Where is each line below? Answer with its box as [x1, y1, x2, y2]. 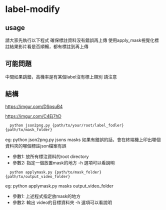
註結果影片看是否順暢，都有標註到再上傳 [5, 43, 88, 49]
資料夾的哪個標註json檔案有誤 [5, 142, 66, 148]
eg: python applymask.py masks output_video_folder [5, 182, 114, 188]
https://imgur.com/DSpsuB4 [5, 103, 63, 109]
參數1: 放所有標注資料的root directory [12, 153, 89, 159]
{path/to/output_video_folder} [5, 174, 70, 179]
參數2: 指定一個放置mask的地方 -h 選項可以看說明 [12, 159, 115, 165]
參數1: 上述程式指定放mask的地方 [12, 193, 81, 199]
